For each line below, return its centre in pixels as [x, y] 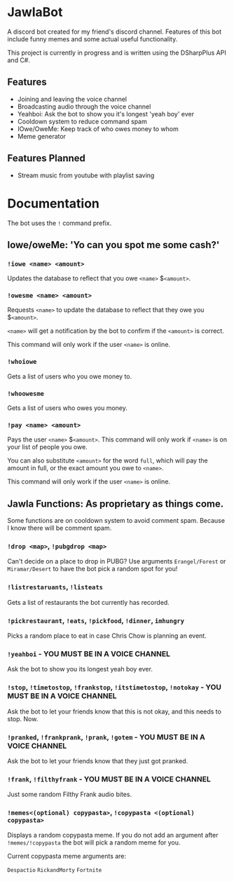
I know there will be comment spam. [60, 528]
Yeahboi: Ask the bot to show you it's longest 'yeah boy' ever [106, 114]
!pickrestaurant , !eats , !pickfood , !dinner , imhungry [96, 620]
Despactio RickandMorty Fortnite [55, 870]
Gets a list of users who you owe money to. [70, 376]
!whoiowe [22, 362]
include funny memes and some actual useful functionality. [92, 39]
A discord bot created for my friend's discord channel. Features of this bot [115, 32]
